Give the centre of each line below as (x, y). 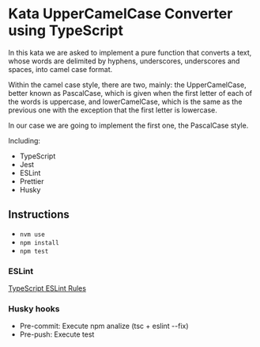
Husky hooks (34, 308)
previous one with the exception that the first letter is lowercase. (113, 110)
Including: (24, 140)
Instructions (39, 215)
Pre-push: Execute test (57, 334)
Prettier (32, 181)
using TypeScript (66, 31)
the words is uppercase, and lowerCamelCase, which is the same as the (125, 101)
